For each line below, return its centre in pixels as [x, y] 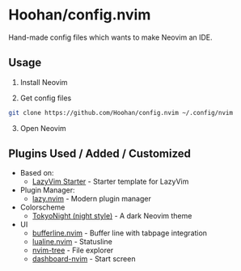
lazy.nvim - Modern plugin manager [91, 199]
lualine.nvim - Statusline [72, 242]
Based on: [37, 173]
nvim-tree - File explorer [73, 250]
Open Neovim [43, 128]
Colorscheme [42, 207]
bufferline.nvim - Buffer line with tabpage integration [120, 233]
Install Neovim [44, 82]
